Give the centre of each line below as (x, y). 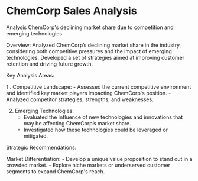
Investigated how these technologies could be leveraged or (96, 130)
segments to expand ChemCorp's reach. (56, 171)
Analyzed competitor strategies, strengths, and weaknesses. (80, 99)
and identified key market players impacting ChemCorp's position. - (89, 93)
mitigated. (36, 136)
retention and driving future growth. (50, 64)
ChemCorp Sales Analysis (72, 11)
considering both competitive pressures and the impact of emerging (89, 51)
